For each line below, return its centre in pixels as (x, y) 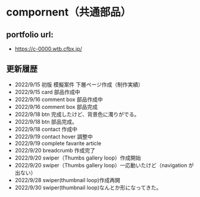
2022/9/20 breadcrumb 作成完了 (55, 150)
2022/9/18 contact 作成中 (46, 129)
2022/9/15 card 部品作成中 (47, 92)
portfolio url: (30, 34)
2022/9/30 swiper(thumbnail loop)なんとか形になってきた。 (88, 187)
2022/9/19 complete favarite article (58, 143)
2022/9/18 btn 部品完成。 (46, 121)
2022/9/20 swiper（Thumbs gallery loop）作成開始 (78, 158)
